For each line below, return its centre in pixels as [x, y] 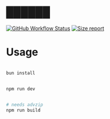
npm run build [24, 110]
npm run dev [21, 89]
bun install [21, 73]
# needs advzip [25, 105]
